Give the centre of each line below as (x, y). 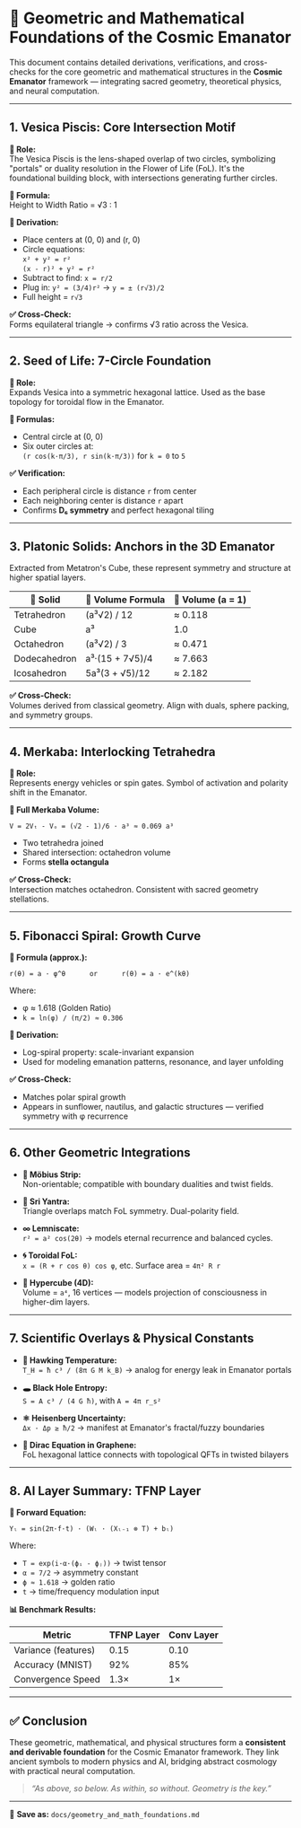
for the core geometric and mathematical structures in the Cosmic (160, 72)
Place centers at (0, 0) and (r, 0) (81, 239)
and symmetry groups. (51, 715)
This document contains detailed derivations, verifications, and (125, 62)
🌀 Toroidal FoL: (50, 1255)
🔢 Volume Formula (125, 600)
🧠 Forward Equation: (48, 1513)
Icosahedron (40, 673)
